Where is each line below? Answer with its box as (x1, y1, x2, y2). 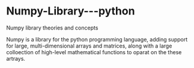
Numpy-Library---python (6, 4, 135, 18)
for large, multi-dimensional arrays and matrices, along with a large (6, 42, 172, 49)
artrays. (6, 55, 26, 62)
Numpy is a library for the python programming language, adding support (6, 36, 188, 43)
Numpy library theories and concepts (6, 24, 99, 31)
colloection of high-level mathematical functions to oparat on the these (6, 48, 182, 55)
